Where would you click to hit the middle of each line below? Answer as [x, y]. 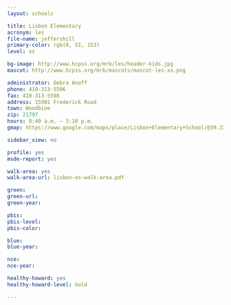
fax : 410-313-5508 [33, 96]
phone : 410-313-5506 [37, 89]
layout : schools [30, 13]
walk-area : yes [29, 171]
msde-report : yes [32, 159]
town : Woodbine [29, 108]
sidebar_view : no [32, 140]
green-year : [24, 203]
